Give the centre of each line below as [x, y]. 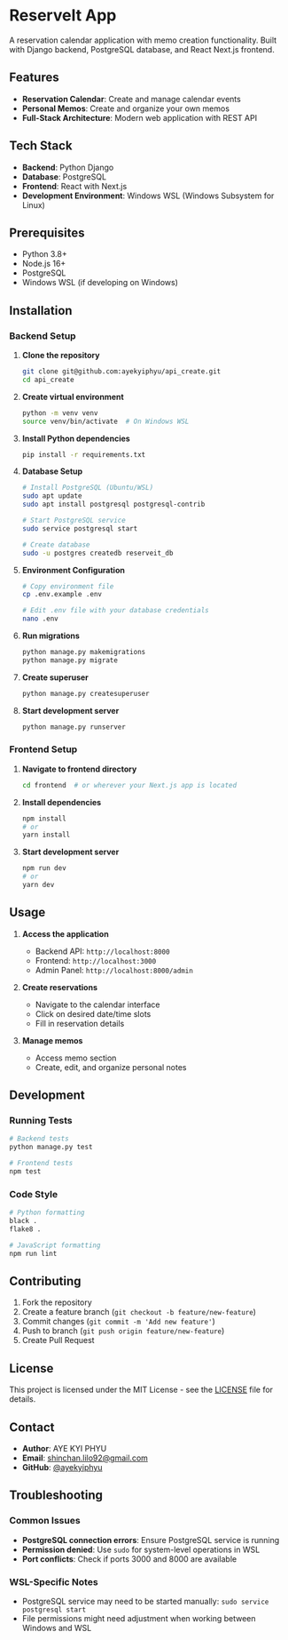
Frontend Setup [43, 749]
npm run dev [44, 868]
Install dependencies [62, 802]
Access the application [65, 933]
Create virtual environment [73, 396]
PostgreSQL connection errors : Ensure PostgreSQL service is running [151, 1540]
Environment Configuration [74, 570]
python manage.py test [51, 1148]
